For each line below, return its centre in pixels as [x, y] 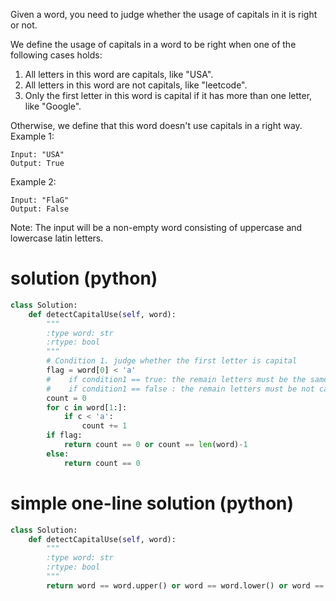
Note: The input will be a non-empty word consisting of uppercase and [156, 227]
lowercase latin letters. [57, 238]
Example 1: [32, 136]
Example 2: [33, 182]
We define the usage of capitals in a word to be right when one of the [153, 44]
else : [58, 454]
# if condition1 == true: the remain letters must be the [176, 379]
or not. [24, 25]
